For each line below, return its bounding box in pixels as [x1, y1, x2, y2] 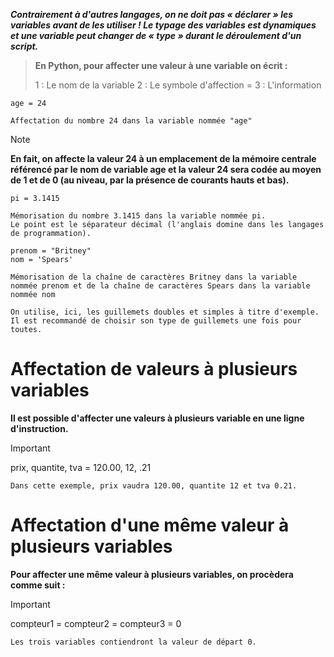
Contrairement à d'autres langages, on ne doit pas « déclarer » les [10, 9, 294, 20]
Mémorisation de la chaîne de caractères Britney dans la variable [10, 272, 298, 282]
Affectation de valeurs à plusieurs [10, 358, 298, 381]
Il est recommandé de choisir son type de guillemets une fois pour [10, 316, 302, 326]
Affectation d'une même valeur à [10, 514, 290, 537]
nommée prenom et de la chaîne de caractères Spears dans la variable [10, 281, 311, 291]
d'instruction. [10, 422, 69, 434]
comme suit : [10, 579, 66, 591]
